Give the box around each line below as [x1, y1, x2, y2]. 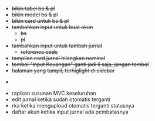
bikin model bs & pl [11, 11, 58, 18]
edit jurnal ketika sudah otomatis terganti [11, 96, 110, 103]
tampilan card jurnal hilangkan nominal [11, 55, 106, 61]
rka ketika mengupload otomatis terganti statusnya [11, 102, 134, 109]
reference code [20, 49, 58, 55]
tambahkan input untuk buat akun [11, 23, 93, 30]
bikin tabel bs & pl [11, 5, 55, 12]
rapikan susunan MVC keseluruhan [11, 90, 97, 96]
